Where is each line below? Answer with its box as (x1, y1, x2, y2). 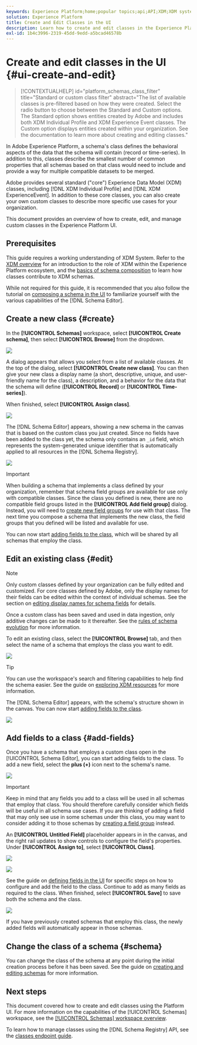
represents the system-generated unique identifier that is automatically (6, 442, 178, 449)
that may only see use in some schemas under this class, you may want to (6, 814, 186, 821)
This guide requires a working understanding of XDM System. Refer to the (6, 254, 185, 261)
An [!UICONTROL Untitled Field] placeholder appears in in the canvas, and (6, 831, 188, 838)
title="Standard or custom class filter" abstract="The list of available (20, 94, 186, 101)
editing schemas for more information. (6, 970, 98, 977)
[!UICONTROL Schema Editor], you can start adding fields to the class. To (6, 755, 184, 762)
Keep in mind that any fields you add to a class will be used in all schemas (6, 795, 185, 802)
